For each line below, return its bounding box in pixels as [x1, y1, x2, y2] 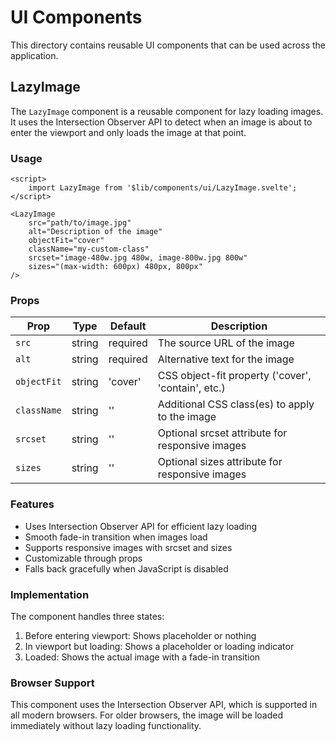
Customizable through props [24, 552, 143, 564]
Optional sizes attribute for [157, 455, 283, 469]
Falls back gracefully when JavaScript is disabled [24, 562, 229, 575]
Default [109, 319, 147, 333]
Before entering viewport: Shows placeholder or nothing [24, 629, 257, 641]
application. [10, 49, 59, 61]
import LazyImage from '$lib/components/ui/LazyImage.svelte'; [28, 183, 298, 193]
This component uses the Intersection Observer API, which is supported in [10, 699, 318, 711]
